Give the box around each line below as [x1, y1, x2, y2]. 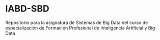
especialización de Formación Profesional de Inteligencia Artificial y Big [5, 24, 155, 30]
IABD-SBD [5, 3, 49, 14]
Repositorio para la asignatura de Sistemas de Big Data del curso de [5, 19, 148, 25]
